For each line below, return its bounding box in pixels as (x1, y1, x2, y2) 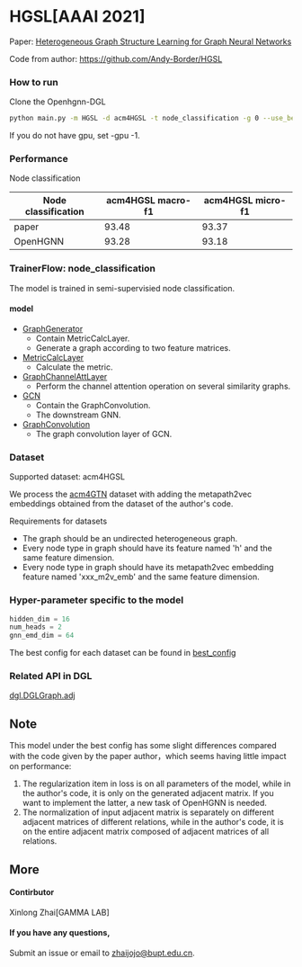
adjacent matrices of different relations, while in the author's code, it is (22, 817, 285, 828)
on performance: (9, 761, 72, 772)
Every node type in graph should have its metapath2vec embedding (22, 562, 274, 573)
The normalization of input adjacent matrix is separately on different (22, 807, 274, 818)
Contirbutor (9, 887, 55, 898)
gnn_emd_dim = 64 (9, 631, 75, 640)
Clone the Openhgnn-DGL (9, 96, 106, 107)
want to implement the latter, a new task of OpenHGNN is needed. (22, 798, 268, 809)
